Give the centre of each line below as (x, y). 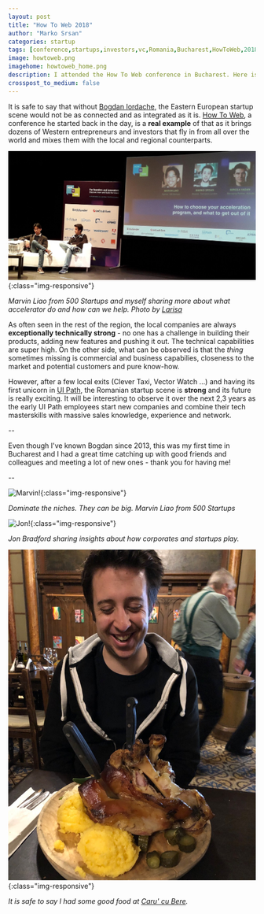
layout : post (29, 17)
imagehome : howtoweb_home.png (58, 67)
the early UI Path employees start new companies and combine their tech (127, 406)
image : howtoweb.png (42, 58)
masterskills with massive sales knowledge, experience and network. (120, 415)
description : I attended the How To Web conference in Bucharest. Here (128, 75)
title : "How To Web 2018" (50, 25)
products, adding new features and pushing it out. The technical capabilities (131, 341)
